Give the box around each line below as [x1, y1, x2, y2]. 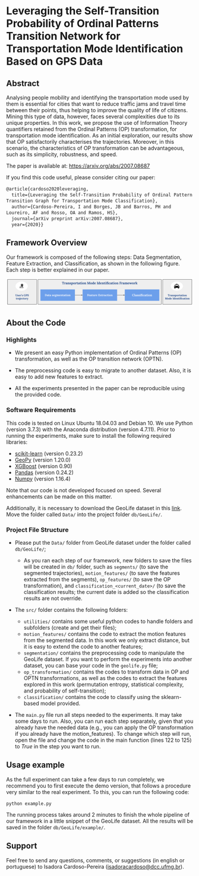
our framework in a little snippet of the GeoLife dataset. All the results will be [6, 817, 194, 824]
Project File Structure [6, 526, 70, 534]
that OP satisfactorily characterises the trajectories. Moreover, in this [6, 138, 174, 145]
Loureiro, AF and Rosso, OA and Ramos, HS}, [6, 210, 118, 216]
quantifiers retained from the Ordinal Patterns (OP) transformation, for [6, 126, 177, 132]
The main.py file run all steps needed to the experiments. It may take [14, 711, 182, 718]
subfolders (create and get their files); [23, 624, 117, 631]
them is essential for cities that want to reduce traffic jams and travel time [6, 100, 186, 107]
